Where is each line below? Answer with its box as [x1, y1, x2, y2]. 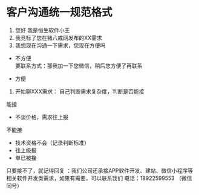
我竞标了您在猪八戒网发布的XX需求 [15, 34, 102, 41]
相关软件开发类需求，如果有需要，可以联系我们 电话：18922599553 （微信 [6, 174, 192, 182]
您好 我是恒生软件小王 [15, 27, 70, 34]
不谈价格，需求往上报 [15, 113, 68, 121]
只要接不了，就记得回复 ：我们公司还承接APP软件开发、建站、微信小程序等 [6, 167, 194, 174]
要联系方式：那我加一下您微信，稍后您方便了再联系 [15, 62, 143, 69]
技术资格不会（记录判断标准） [15, 139, 90, 146]
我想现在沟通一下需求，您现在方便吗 [15, 42, 106, 49]
